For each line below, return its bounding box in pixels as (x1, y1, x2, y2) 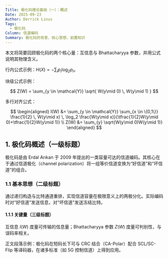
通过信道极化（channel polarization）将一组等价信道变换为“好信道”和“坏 (9, 161, 158, 167)
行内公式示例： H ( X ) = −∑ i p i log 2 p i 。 (5, 66, 79, 74)
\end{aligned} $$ (66, 124, 102, 130)
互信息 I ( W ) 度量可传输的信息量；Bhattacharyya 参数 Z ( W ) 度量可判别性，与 (5, 223, 161, 229)
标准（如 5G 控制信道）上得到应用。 (49, 246, 124, 253)
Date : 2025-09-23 (5, 12, 42, 17)
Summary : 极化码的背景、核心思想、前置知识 (5, 36, 85, 41)
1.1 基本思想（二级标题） (5, 181, 64, 188)
